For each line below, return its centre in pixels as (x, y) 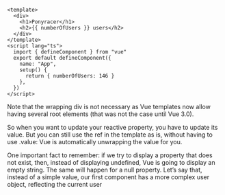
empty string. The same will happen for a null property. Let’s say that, (105, 170)
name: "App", (38, 64)
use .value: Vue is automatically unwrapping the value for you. (95, 142)
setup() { (34, 70)
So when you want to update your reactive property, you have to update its (112, 127)
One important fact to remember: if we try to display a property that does (110, 155)
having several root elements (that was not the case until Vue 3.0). (101, 114)
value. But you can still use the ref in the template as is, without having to (110, 135)
